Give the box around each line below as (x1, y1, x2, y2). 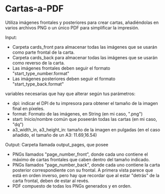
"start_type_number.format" (12, 70, 69, 76)
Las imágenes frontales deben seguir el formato (12, 65, 110, 71)
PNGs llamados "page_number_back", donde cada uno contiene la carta (12, 162, 160, 168)
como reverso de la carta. (12, 60, 65, 66)
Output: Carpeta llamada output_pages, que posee (5, 141, 109, 147)
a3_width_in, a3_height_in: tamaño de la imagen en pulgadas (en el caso (12, 126, 160, 132)
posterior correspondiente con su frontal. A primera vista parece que (12, 167, 154, 173)
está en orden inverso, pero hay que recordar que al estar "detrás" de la (12, 172, 160, 178)
